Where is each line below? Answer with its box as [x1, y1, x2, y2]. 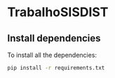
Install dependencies [7, 32, 101, 44]
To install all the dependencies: [7, 51, 97, 59]
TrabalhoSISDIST [7, 4, 109, 20]
